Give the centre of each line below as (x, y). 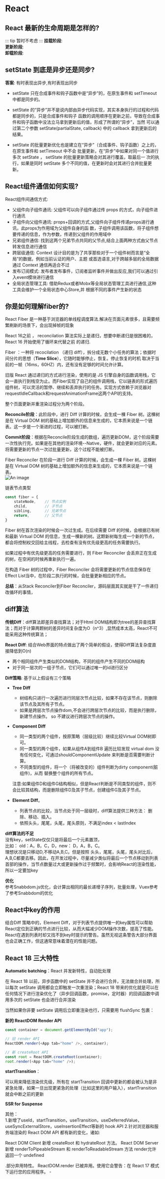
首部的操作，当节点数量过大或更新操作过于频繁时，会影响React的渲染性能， (82, 864)
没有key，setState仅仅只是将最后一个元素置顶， (54, 839)
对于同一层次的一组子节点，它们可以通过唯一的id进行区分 (70, 667)
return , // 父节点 (38, 515)
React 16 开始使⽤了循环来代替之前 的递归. (48, 342)
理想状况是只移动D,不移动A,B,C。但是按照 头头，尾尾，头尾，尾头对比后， (80, 852)
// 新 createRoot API (27, 1052)
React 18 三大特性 (32, 958)
